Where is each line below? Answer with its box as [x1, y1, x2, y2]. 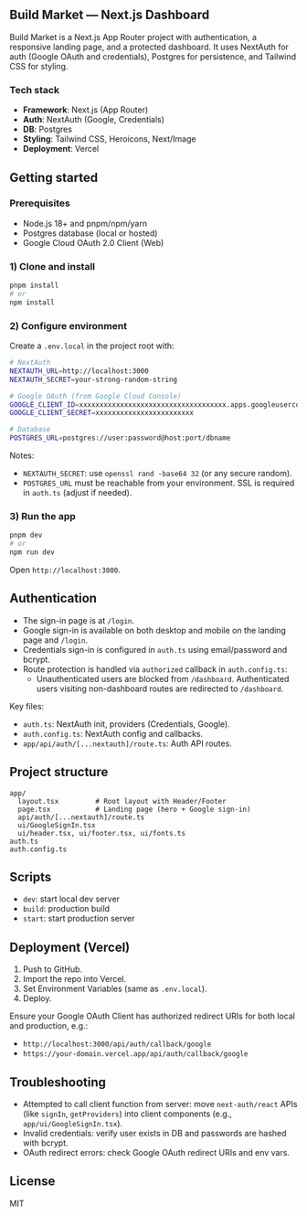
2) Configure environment [9, 319, 128, 332]
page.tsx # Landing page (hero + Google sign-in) [17, 805, 251, 814]
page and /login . [22, 635, 89, 645]
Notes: [9, 450, 35, 461]
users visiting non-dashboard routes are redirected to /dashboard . [36, 683, 284, 694]
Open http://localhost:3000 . [9, 564, 122, 575]
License [9, 1174, 56, 1189]
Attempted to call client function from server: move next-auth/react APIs [22, 1099, 298, 1109]
